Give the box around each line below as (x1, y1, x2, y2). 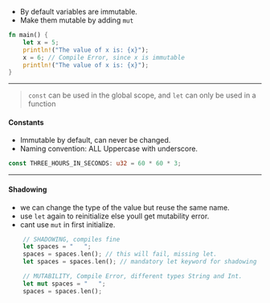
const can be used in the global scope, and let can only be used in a (27, 90, 256, 100)
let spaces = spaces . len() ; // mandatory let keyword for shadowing (22, 258, 257, 266)
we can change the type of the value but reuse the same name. (19, 202, 231, 212)
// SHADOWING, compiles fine (22, 235, 121, 243)
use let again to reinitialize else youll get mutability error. (19, 211, 210, 221)
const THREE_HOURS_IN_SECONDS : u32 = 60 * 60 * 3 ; (8, 160, 182, 168)
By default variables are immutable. (19, 7, 138, 16)
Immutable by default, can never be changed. (19, 135, 171, 145)
